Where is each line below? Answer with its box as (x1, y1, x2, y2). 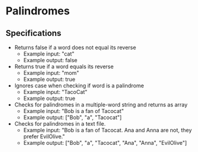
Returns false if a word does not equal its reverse (14, 44, 137, 51)
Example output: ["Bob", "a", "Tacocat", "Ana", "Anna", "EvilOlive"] (23, 139, 187, 146)
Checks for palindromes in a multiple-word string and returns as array (14, 101, 188, 108)
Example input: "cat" (23, 50, 75, 57)
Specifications (5, 28, 61, 38)
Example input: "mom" (23, 69, 79, 76)
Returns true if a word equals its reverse (14, 63, 114, 70)
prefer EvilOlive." (23, 133, 66, 140)
